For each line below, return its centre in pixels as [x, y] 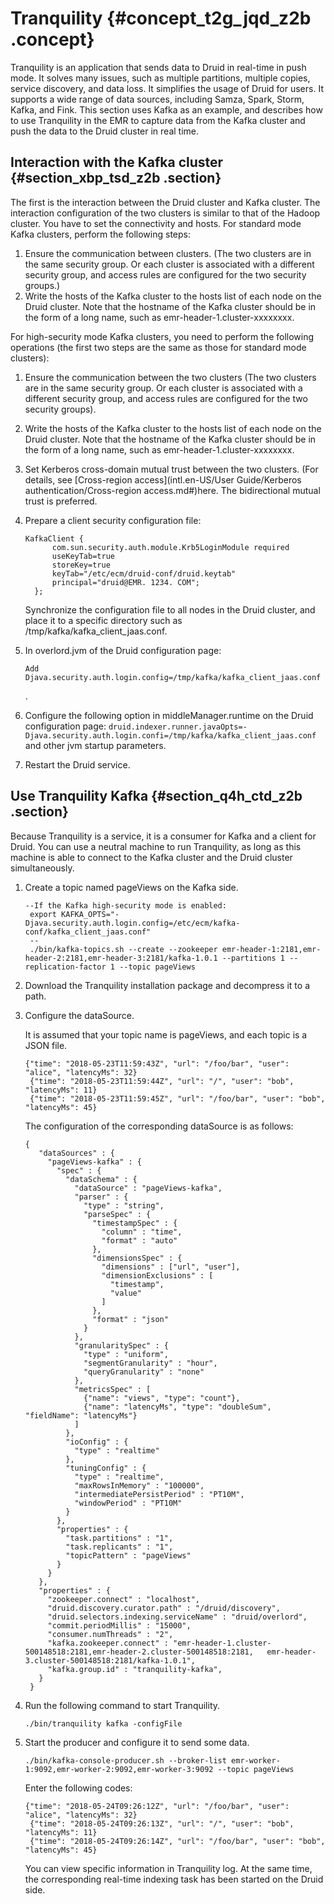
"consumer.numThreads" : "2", [110, 1634]
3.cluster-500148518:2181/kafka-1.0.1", [110, 1660]
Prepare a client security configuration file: [113, 520]
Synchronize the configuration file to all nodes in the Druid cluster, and [170, 609]
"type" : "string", [124, 1205]
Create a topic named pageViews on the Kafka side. [131, 887]
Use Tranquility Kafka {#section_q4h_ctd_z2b [156, 796]
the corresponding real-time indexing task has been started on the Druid [174, 1879]
